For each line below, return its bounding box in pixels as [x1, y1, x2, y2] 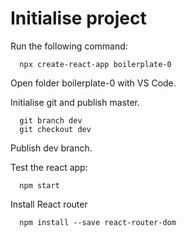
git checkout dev [19, 124, 92, 134]
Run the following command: [10, 40, 128, 52]
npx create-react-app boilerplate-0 [19, 59, 172, 69]
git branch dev [19, 115, 83, 126]
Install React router [10, 198, 88, 210]
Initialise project [10, 7, 147, 30]
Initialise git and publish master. [10, 96, 141, 108]
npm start [19, 180, 60, 191]
